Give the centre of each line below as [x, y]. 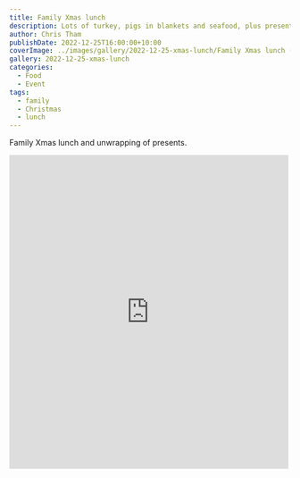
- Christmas [40, 109]
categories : [31, 68]
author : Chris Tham [46, 34]
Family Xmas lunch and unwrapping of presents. [98, 143]
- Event [32, 84]
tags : [19, 92]
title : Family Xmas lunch [57, 17]
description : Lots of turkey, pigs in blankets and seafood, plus [135, 26]
